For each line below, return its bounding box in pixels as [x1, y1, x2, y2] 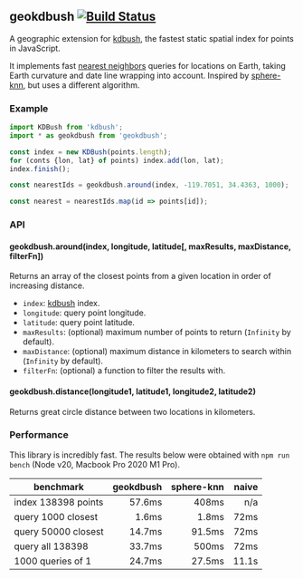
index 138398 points [14, 496, 104, 508]
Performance [9, 429, 70, 441]
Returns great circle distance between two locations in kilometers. [9, 406, 256, 417]
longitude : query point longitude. [22, 307, 147, 318]
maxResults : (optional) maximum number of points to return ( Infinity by [22, 327, 291, 338]
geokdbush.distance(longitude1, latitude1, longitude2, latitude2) [9, 386, 256, 397]
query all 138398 [14, 540, 89, 553]
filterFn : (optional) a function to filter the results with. [22, 365, 226, 376]
